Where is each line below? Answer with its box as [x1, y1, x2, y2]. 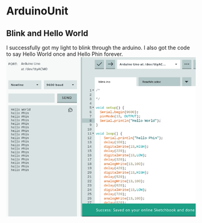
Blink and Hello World [6, 28, 88, 38]
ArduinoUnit [6, 4, 69, 18]
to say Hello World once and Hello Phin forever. [6, 50, 123, 58]
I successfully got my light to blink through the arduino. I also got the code [6, 44, 191, 51]
